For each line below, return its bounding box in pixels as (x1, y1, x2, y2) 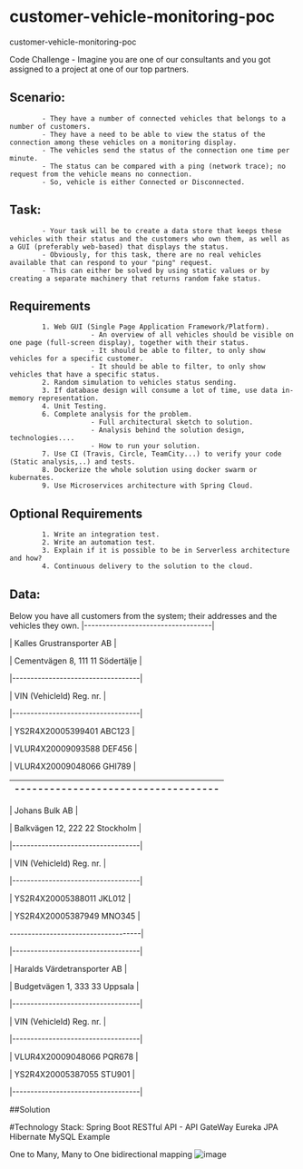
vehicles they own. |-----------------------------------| (9, 620, 215, 631)
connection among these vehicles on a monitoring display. (9, 138, 238, 147)
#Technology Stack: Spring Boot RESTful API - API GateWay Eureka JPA (9, 1122, 279, 1132)
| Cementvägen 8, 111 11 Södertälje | (9, 655, 142, 666)
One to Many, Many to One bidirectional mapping (9, 1149, 193, 1159)
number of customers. (9, 122, 92, 131)
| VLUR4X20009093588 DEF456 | (9, 743, 138, 754)
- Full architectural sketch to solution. (90, 417, 254, 427)
